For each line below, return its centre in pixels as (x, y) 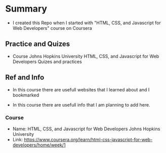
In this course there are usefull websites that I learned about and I (81, 89)
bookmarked (26, 95)
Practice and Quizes (38, 44)
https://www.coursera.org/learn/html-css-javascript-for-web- (88, 139)
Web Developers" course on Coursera (52, 28)
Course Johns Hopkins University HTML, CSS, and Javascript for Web (86, 56)
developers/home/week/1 (39, 145)
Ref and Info (25, 78)
